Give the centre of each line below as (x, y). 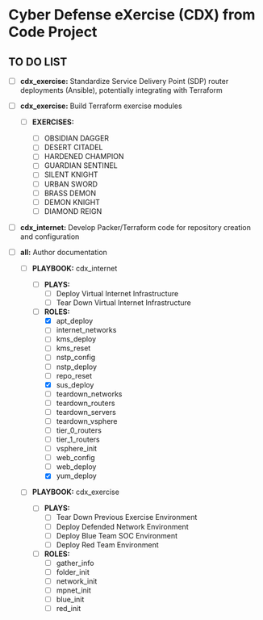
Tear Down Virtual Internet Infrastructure (123, 303)
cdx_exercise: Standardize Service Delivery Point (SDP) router (124, 81)
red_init (69, 609)
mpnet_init (73, 590)
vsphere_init (77, 449)
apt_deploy (75, 321)
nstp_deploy (77, 367)
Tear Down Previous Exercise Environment (127, 517)
